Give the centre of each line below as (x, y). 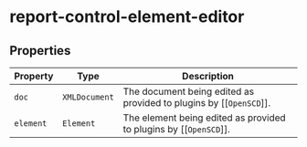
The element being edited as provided (204, 118)
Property (34, 76)
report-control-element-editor (127, 17)
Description (208, 76)
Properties (40, 51)
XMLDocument (88, 97)
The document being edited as (188, 91)
